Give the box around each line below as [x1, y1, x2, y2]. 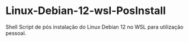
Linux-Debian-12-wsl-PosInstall [5, 4, 166, 17]
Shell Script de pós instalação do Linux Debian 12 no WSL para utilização [5, 23, 184, 30]
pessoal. [5, 29, 27, 36]
